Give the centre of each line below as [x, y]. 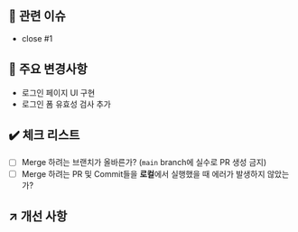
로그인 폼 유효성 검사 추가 [66, 104]
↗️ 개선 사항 [38, 216]
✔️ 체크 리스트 [44, 135]
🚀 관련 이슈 [37, 16]
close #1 [37, 38]
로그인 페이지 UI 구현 [58, 92]
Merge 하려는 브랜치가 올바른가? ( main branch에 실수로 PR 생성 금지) [144, 162]
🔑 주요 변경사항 [48, 69]
